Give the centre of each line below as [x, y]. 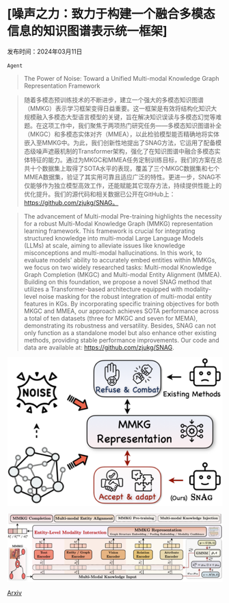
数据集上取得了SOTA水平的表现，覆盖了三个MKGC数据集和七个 [131, 168]
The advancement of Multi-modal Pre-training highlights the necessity [123, 216]
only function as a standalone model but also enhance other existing [120, 332]
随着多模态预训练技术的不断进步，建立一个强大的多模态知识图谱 [113, 99]
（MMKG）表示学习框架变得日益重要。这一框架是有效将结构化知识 [117, 108]
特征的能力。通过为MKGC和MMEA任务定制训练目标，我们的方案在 [123, 160]
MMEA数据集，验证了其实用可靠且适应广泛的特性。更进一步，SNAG [119, 177]
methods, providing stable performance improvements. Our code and [122, 340]
